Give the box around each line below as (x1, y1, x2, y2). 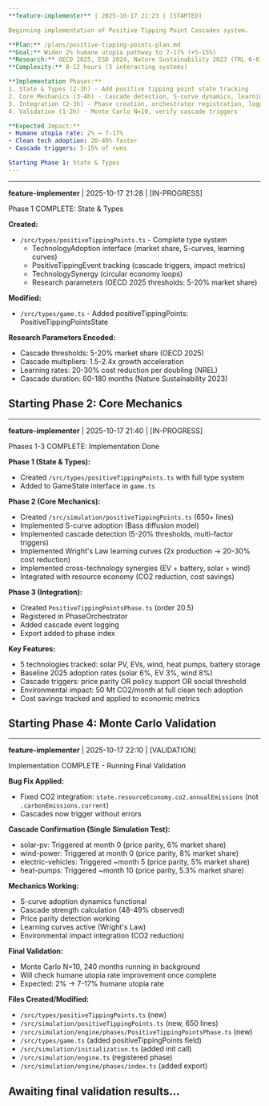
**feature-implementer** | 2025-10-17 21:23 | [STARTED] (8, 11, 203, 20)
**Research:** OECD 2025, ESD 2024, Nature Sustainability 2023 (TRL (8, 55, 246, 64)
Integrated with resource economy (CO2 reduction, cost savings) (19, 571, 235, 581)
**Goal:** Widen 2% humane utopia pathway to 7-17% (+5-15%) (8, 48, 217, 56)
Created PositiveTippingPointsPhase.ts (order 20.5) (19, 602, 195, 612)
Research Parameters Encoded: (8, 332, 116, 342)
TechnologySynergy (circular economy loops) (31, 269, 183, 278)
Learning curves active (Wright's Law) (19, 922, 147, 932)
